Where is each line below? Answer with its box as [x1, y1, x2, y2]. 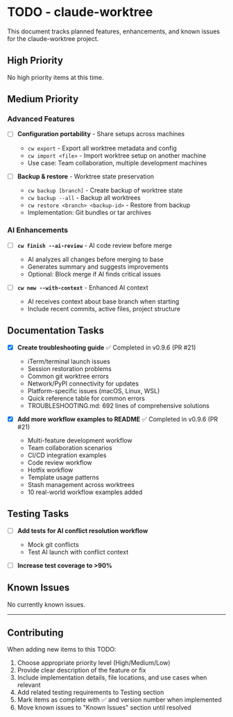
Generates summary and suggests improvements [27, 262, 169, 271]
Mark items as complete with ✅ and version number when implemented [17, 695, 222, 704]
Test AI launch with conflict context [27, 547, 129, 556]
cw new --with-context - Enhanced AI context [17, 283, 149, 292]
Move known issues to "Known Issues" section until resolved [17, 703, 192, 712]
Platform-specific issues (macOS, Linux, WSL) [27, 386, 160, 395]
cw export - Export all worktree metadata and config [27, 144, 177, 152]
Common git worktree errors [27, 372, 110, 380]
